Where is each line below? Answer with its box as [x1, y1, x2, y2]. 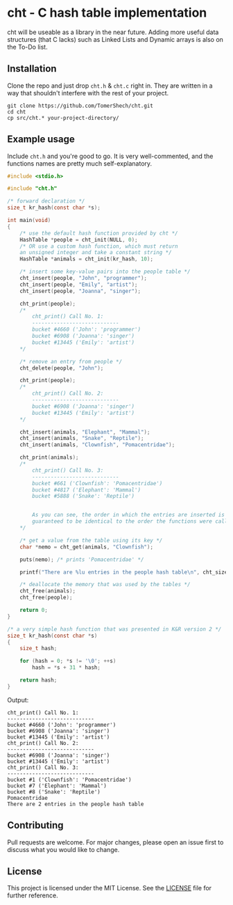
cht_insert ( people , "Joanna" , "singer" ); [19, 288, 141, 294]
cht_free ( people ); [19, 594, 73, 601]
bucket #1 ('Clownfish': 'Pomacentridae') [7, 776, 132, 783]
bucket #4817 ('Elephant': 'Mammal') [32, 486, 141, 494]
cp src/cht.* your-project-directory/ [7, 114, 119, 121]
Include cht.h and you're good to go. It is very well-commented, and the [7, 152, 214, 160]
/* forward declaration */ [7, 198, 85, 205]
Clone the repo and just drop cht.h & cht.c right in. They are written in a [7, 81, 213, 90]
